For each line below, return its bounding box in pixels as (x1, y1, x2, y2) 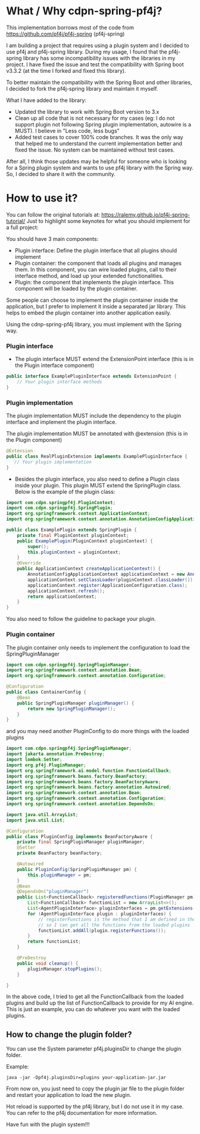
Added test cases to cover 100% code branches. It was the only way (14, 133, 183, 141)
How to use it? (6, 191, 78, 205)
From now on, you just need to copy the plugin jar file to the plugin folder (6, 1085, 185, 1092)
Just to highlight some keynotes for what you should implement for (26, 217, 190, 224)
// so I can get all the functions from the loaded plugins (37, 922, 190, 928)
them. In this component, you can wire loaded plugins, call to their (14, 265, 177, 273)
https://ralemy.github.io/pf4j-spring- (101, 211, 190, 218)
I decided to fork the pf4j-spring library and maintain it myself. (6, 85, 158, 92)
